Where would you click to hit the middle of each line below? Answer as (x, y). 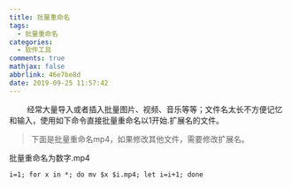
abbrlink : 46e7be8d (45, 75)
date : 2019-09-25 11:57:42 (59, 83)
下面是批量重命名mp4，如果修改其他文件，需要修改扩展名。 (140, 139)
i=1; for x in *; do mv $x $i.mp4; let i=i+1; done (106, 174)
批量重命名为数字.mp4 (50, 158)
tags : (19, 26)
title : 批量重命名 (40, 17)
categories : (31, 42)
